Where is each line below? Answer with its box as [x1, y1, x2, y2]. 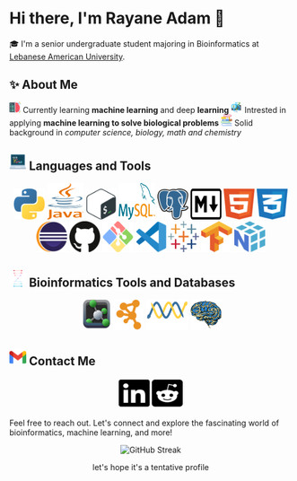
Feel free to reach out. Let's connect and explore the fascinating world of [9, 417, 280, 429]
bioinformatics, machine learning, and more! [9, 427, 173, 438]
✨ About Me [9, 77, 78, 92]
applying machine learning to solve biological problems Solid [9, 117, 253, 128]
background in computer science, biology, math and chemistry [9, 127, 242, 137]
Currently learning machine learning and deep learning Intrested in [22, 104, 287, 115]
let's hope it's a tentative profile [92, 462, 209, 473]
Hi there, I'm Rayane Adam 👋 [9, 8, 225, 29]
